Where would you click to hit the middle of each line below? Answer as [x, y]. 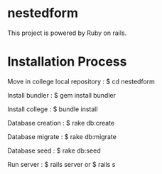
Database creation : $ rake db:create [61, 123]
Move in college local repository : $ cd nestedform [81, 81]
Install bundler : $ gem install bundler [61, 95]
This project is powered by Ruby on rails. [67, 33]
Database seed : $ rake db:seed [54, 150]
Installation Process [67, 62]
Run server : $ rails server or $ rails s [61, 164]
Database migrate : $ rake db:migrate [62, 136]
